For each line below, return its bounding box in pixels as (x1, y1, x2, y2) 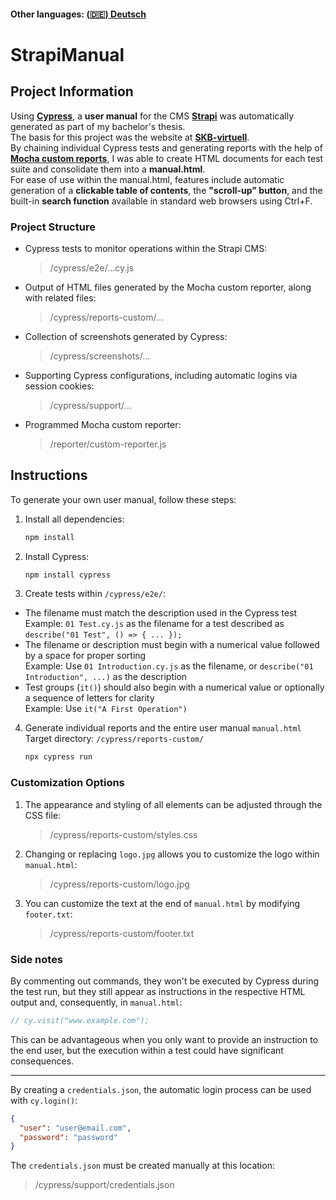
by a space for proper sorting (24, 650, 147, 662)
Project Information (10, 83, 134, 100)
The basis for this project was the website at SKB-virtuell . (10, 131, 250, 143)
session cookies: (24, 380, 95, 392)
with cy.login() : (10, 1094, 78, 1106)
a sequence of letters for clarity (24, 692, 155, 704)
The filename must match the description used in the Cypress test (24, 607, 298, 619)
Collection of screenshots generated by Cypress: (24, 330, 228, 342)
